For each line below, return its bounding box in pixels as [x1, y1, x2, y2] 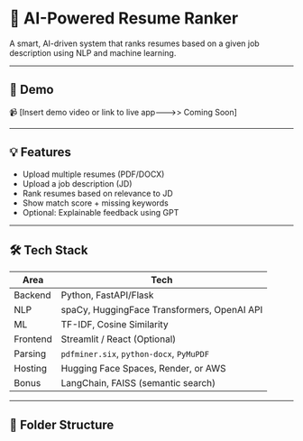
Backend [14, 289, 51, 301]
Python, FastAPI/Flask [60, 289, 154, 301]
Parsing [14, 347, 47, 360]
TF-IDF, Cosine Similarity [60, 318, 169, 331]
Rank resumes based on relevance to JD [22, 188, 173, 198]
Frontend [14, 333, 52, 345]
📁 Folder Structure [9, 417, 115, 432]
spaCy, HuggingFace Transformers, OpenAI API [60, 304, 263, 317]
